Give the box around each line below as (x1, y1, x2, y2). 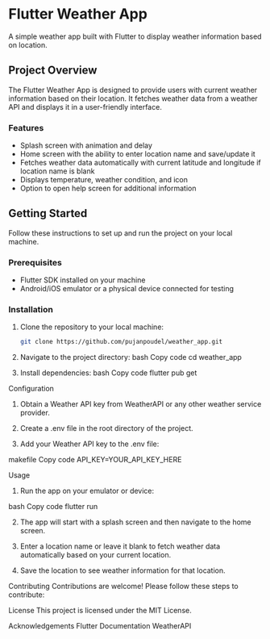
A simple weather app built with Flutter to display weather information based (8, 31, 262, 41)
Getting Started (8, 207, 88, 220)
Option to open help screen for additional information (19, 183, 197, 194)
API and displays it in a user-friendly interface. (8, 102, 163, 111)
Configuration (8, 384, 55, 394)
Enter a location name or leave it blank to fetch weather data (19, 541, 221, 551)
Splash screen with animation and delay (19, 140, 153, 150)
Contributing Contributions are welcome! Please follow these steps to (8, 582, 239, 591)
